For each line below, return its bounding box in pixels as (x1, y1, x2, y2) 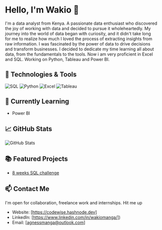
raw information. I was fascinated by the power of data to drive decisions (5, 41, 151, 46)
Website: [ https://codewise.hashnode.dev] (12, 209, 97, 215)
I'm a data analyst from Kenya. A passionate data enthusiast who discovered (5, 20, 158, 26)
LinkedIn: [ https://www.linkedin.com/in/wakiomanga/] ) (12, 215, 121, 220)
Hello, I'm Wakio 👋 (5, 4, 79, 15)
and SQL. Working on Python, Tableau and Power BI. (5, 56, 110, 62)
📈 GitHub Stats (5, 124, 52, 133)
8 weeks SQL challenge (12, 170, 59, 176)
